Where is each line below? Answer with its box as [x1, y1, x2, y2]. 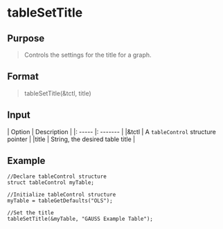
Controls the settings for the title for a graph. [24, 51, 152, 59]
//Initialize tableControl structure [7, 192, 116, 199]
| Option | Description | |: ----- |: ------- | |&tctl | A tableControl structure [7, 127, 216, 136]
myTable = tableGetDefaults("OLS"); [7, 197, 113, 205]
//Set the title [7, 210, 54, 217]
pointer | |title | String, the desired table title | [7, 135, 136, 143]
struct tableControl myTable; [7, 179, 95, 186]
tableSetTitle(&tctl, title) [24, 89, 91, 98]
